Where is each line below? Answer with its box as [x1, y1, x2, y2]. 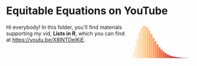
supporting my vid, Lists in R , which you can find [6, 29, 125, 37]
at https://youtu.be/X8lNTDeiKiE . [6, 36, 86, 43]
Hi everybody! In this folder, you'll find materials [6, 24, 123, 31]
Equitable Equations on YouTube [6, 4, 168, 18]
